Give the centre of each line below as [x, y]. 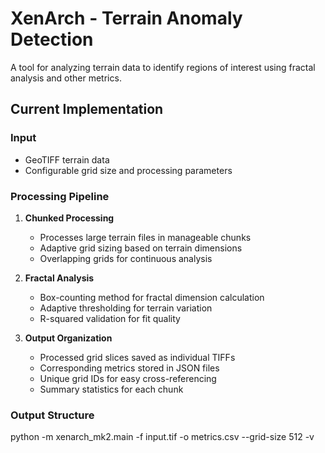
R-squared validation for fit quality [110, 318]
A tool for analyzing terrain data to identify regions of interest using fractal [163, 67]
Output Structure [52, 415]
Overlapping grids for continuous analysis [126, 258]
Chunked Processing [69, 218]
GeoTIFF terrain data [67, 159]
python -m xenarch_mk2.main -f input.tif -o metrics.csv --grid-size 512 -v [162, 437]
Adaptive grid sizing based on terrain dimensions [141, 248]
